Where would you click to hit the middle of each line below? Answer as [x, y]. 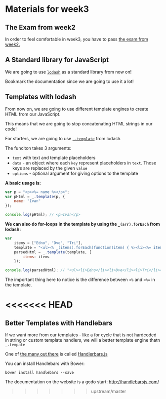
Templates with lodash [41, 97]
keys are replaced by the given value [50, 168]
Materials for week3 [47, 9]
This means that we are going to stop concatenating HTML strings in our [79, 123]
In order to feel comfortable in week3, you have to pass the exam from [77, 39]
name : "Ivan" [27, 201]
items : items [36, 257]
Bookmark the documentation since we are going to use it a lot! [70, 81]
